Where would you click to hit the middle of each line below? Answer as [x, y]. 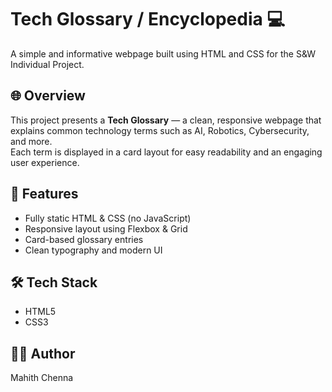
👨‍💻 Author [43, 353]
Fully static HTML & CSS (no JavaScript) [108, 218]
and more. [31, 141]
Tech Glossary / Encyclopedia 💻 [148, 19]
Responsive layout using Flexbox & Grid [106, 228]
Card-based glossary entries [84, 239]
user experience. [45, 162]
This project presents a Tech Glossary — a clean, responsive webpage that [166, 120]
